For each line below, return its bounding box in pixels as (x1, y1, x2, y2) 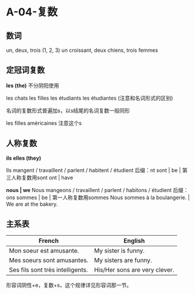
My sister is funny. (93, 247, 145, 255)
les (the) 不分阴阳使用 (6, 82, 59, 89)
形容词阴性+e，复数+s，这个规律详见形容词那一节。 (6, 282, 132, 289)
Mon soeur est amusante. (9, 247, 79, 255)
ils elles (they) (6, 154, 42, 161)
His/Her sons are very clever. (93, 266, 174, 274)
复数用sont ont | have (21, 174, 73, 181)
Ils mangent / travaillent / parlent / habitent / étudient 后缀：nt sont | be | (6, 166, 181, 174)
